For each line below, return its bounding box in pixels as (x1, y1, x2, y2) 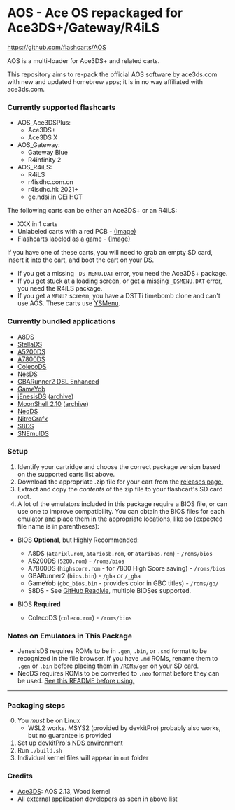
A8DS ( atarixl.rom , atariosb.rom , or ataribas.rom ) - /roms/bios (27, 549, 213, 557)
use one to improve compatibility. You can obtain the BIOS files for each (17, 507, 225, 515)
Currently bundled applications (7, 316, 116, 326)
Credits (7, 771, 33, 781)
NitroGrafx (17, 414, 48, 423)
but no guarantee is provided (27, 732, 112, 740)
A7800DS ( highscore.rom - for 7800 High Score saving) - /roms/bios (27, 564, 226, 572)
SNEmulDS (17, 429, 49, 438)
